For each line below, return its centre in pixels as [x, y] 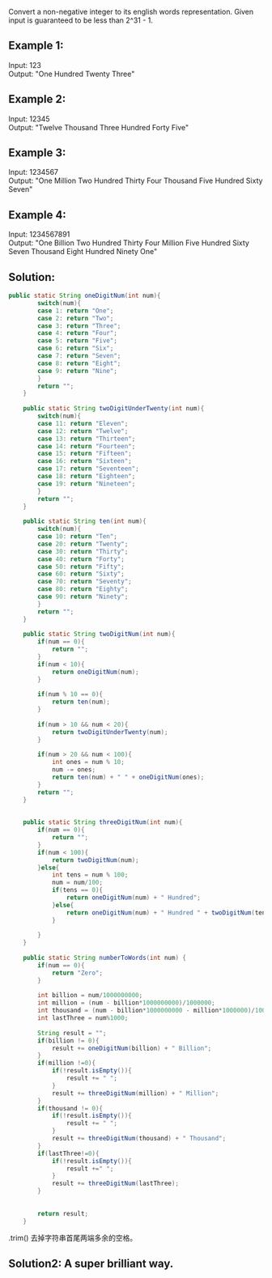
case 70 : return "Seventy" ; [85, 582]
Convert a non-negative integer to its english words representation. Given [131, 12]
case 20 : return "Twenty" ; [83, 544]
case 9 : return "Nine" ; [77, 371]
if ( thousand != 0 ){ [70, 1108]
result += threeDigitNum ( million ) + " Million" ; [135, 1093]
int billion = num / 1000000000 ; [90, 996]
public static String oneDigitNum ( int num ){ [85, 296]
